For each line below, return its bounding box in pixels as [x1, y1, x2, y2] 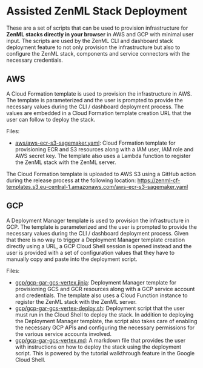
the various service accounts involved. [15, 330, 112, 337]
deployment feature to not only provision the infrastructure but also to [6, 44, 181, 51]
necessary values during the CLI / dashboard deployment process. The [6, 103, 184, 110]
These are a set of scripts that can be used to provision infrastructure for [6, 24, 188, 31]
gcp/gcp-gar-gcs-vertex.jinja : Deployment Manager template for [15, 278, 177, 286]
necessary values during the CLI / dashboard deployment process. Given [6, 229, 189, 237]
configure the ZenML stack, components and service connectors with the [6, 50, 190, 57]
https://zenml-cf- [137, 177, 181, 184]
